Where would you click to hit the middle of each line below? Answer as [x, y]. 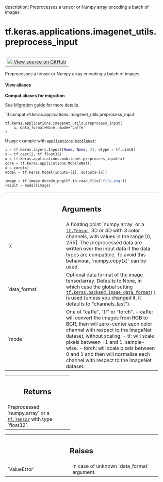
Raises [81, 451]
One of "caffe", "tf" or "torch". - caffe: [110, 312]
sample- [135, 342]
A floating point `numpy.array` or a [105, 224]
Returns [38, 392]
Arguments [81, 209]
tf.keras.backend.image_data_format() [111, 292]
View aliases [18, 85]
